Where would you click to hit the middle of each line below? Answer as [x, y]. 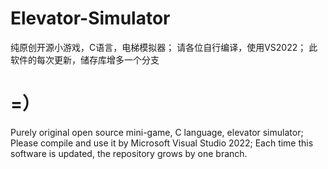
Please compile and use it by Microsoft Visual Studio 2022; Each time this [162, 143]
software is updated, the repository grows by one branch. [129, 153]
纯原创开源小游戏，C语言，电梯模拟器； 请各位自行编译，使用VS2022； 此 [164, 47]
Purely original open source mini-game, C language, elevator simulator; [157, 132]
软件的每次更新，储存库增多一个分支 [85, 59]
